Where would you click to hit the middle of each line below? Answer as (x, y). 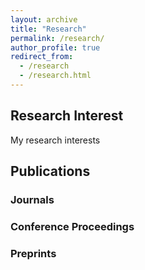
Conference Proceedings (72, 226)
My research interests (55, 140)
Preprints (33, 253)
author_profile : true (55, 47)
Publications (50, 171)
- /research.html (55, 76)
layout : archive (44, 19)
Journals (32, 199)
